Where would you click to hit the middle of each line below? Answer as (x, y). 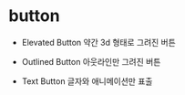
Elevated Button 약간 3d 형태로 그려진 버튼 (99, 42)
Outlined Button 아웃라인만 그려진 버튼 (91, 61)
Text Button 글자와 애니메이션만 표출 (87, 81)
